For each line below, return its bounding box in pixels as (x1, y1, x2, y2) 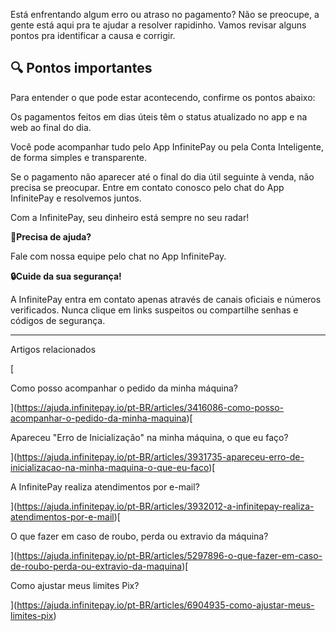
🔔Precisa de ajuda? (10, 230, 92, 243)
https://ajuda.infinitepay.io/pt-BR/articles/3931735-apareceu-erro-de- (16, 450, 305, 463)
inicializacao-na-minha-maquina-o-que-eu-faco (10, 461, 210, 473)
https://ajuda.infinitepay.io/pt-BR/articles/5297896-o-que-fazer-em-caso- (16, 549, 323, 561)
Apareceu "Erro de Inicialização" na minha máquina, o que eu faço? (10, 431, 289, 443)
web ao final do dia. (10, 121, 92, 133)
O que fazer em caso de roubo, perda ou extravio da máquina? (10, 530, 269, 542)
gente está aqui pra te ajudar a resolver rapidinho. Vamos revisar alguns (10, 19, 307, 31)
